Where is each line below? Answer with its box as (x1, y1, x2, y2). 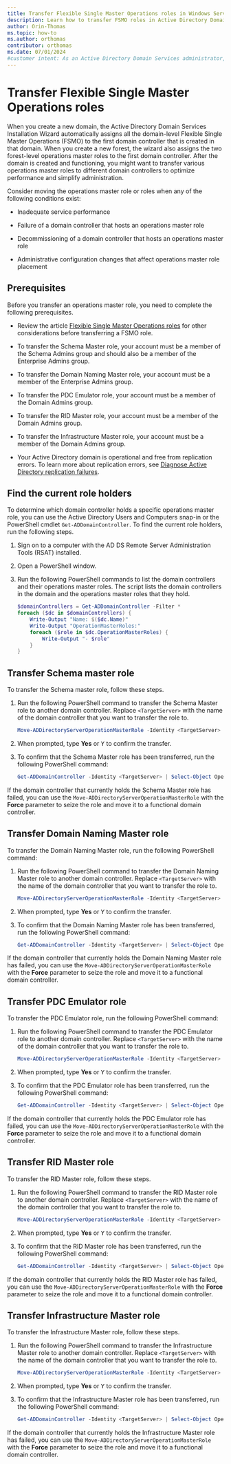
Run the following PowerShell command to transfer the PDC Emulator (16, 1027, 213, 1036)
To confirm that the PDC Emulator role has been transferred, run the (16, 1081, 210, 1090)
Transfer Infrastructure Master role (7, 1309, 160, 1321)
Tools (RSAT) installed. (16, 548, 82, 557)
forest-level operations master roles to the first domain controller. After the (7, 151, 219, 159)
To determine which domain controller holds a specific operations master (7, 506, 214, 514)
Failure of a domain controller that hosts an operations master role (16, 221, 205, 229)
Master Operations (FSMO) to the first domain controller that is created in (7, 137, 214, 145)
